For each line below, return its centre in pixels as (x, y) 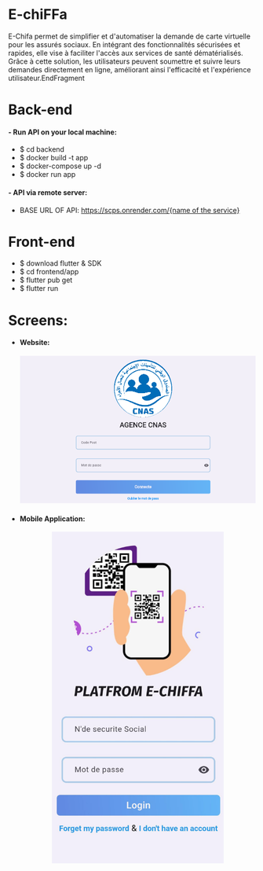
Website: (35, 343)
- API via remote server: (48, 192)
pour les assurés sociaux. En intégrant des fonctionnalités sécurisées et (124, 44)
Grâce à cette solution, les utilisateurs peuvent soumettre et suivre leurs (124, 61)
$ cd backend (42, 149)
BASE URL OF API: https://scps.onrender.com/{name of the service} (130, 210)
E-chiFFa (38, 15)
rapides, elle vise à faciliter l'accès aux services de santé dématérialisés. (126, 53)
